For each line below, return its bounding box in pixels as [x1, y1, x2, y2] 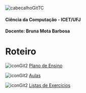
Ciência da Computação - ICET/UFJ [5, 16, 81, 22]
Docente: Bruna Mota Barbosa [5, 28, 70, 34]
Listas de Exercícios [28, 82, 71, 88]
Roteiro [5, 46, 36, 57]
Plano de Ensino [28, 63, 63, 69]
